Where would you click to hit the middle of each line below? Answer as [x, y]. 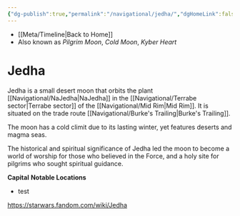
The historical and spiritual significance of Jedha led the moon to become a [119, 148]
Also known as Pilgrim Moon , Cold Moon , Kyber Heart [97, 42]
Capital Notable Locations [47, 177]
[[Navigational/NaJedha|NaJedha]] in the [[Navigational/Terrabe [102, 98]
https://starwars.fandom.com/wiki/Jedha [67, 205]
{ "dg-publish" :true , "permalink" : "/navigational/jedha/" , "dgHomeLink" [113, 14]
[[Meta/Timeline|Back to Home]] [65, 34]
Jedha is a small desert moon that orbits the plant [80, 91]
